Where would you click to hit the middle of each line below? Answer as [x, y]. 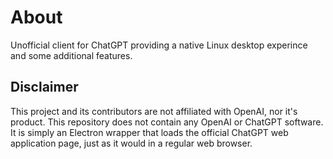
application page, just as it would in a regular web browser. [131, 143]
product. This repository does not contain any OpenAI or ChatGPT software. [167, 122]
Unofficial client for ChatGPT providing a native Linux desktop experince [159, 45]
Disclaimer [44, 87]
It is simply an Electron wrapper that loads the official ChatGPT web [149, 132]
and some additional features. [71, 55]
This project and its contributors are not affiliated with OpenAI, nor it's [154, 111]
